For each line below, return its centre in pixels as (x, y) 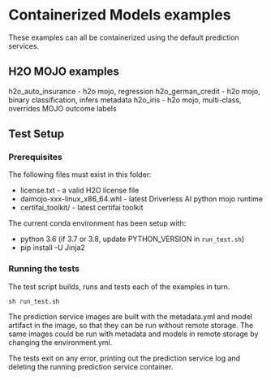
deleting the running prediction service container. (91, 366)
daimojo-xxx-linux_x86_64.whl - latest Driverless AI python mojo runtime (142, 199)
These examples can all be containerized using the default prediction (124, 37)
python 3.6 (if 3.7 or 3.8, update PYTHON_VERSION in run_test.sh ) (132, 239)
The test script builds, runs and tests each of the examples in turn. (119, 287)
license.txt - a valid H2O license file (80, 190)
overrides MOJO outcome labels (62, 108)
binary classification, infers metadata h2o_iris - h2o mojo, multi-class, (125, 100)
